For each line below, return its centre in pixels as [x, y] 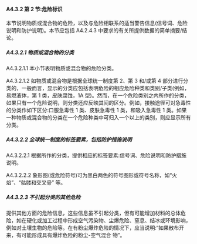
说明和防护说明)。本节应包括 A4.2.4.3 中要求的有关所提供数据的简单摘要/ [94, 31]
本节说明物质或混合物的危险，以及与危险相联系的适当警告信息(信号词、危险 [97, 23]
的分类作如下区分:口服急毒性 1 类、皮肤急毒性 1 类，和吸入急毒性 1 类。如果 [96, 110]
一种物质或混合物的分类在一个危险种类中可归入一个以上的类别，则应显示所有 [98, 118]
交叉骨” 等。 [51, 183]
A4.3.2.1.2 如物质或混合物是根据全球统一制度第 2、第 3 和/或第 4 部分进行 [95, 81]
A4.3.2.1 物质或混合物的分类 [40, 52]
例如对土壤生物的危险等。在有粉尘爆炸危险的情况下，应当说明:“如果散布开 [95, 228]
